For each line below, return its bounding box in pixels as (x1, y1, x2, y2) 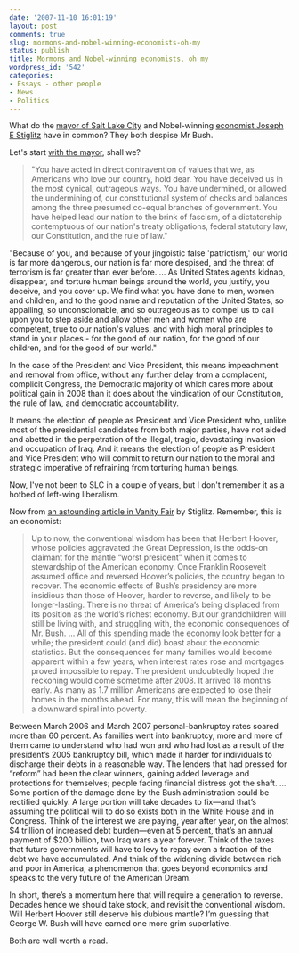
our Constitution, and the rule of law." (30, 231, 168, 242)
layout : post (9, 21, 58, 30)
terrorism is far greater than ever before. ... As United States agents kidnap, (9, 267, 286, 277)
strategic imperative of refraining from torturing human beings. (9, 463, 239, 473)
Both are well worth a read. (9, 935, 109, 946)
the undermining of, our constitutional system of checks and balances (30, 193, 287, 203)
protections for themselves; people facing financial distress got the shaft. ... (9, 777, 287, 789)
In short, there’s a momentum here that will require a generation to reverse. (9, 890, 284, 900)
